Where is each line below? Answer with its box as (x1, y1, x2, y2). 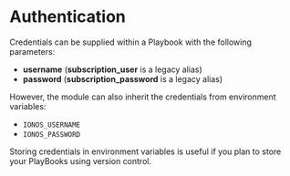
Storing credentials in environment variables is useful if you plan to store (9, 146, 282, 157)
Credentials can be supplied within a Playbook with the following (9, 36, 253, 47)
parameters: (9, 46, 56, 57)
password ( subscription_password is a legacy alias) (22, 73, 223, 84)
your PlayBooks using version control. (9, 155, 152, 166)
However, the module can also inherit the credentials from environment (9, 91, 276, 102)
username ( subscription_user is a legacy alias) (22, 64, 202, 75)
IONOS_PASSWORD (22, 129, 81, 139)
